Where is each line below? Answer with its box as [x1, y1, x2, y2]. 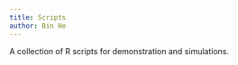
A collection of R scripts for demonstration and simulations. [9, 45, 230, 56]
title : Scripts [9, 12, 67, 22]
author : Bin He [9, 21, 67, 30]
